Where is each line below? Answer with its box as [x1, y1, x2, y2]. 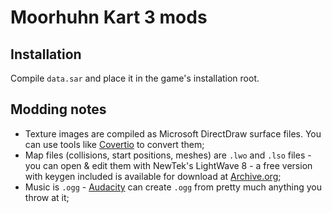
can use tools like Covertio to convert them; [24, 138, 205, 150]
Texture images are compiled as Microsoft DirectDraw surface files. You [24, 127, 322, 140]
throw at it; [24, 191, 70, 203]
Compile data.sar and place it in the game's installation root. [10, 72, 260, 84]
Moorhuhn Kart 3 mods [10, 6, 208, 29]
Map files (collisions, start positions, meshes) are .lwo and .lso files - [24, 149, 312, 161]
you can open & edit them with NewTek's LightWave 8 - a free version [24, 159, 313, 171]
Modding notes [10, 101, 107, 118]
